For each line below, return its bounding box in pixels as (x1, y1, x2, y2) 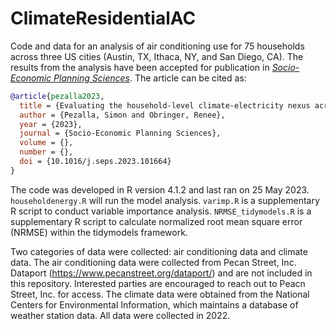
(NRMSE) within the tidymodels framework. (10, 226, 188, 238)
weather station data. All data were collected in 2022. (10, 309, 231, 321)
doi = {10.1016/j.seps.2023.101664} (19, 157, 172, 167)
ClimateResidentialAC (10, 7, 197, 30)
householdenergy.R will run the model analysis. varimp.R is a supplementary (10, 194, 320, 206)
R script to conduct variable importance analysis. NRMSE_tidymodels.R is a (10, 205, 312, 217)
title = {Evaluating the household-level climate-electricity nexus (19, 100, 311, 111)
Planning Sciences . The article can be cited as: (53, 72, 247, 84)
